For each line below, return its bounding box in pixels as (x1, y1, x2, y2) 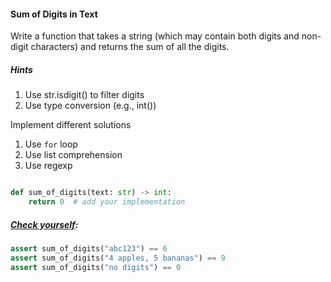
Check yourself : (10, 218, 79, 230)
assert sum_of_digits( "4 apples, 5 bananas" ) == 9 (10, 253, 226, 263)
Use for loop (24, 138, 78, 150)
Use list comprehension (24, 149, 123, 161)
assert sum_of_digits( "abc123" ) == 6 (10, 243, 168, 254)
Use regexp (24, 160, 73, 172)
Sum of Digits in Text (10, 8, 98, 20)
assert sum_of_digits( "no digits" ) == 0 (10, 262, 182, 272)
